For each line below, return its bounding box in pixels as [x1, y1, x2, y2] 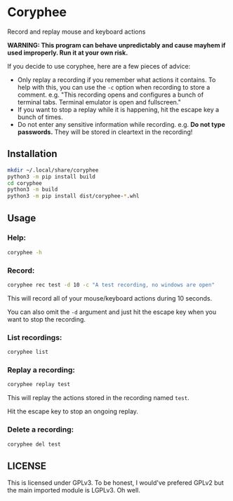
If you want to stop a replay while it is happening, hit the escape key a [17, 105, 220, 114]
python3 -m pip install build [7, 173, 96, 180]
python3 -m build [7, 186, 58, 193]
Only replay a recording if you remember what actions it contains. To [17, 75, 216, 84]
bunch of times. [17, 113, 63, 121]
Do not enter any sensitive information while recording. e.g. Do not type [17, 120, 226, 128]
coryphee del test [7, 441, 61, 448]
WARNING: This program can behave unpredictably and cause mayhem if [7, 41, 226, 49]
